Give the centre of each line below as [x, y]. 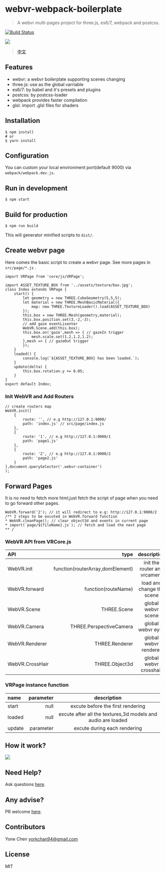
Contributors [25, 827]
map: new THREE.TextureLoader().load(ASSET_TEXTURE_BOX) [91, 306]
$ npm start [17, 200]
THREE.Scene [117, 610]
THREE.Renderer [114, 644]
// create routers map [28, 407]
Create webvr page [35, 250]
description [108, 698]
